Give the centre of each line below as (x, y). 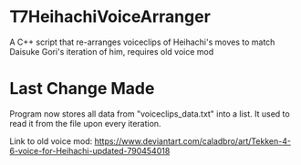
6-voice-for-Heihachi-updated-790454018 (90, 150)
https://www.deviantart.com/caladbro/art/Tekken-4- (193, 141)
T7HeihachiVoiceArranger (110, 17)
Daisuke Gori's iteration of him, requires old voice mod (112, 51)
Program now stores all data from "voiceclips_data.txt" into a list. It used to (150, 113)
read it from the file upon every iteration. (85, 123)
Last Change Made (82, 89)
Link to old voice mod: (51, 141)
